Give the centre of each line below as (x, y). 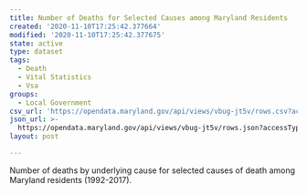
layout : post (34, 137)
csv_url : (26, 111)
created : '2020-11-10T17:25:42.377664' (85, 26)
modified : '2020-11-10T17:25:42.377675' (88, 35)
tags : (20, 60)
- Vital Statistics (55, 77)
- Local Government (55, 102)
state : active (37, 43)
